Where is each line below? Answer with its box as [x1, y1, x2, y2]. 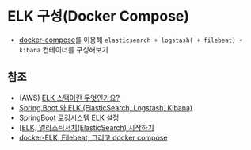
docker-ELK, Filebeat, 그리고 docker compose [18, 133, 168, 142]
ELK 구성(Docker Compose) [7, 7, 190, 25]
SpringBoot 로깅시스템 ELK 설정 [18, 113, 120, 122]
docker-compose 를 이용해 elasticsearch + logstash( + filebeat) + [18, 35, 243, 44]
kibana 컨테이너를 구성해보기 [18, 44, 108, 54]
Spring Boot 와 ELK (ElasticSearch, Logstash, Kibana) [18, 102, 193, 112]
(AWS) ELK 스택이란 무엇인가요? [18, 93, 120, 102]
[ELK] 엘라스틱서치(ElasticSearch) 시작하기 [18, 122, 155, 132]
